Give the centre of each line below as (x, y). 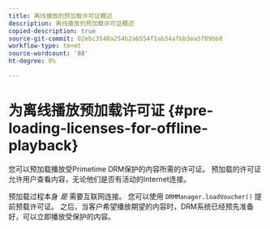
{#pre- (191, 111)
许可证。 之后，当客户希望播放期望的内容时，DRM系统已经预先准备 (141, 206)
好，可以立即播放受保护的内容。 (62, 216)
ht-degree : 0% (32, 61)
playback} (43, 146)
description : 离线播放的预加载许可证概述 (71, 23)
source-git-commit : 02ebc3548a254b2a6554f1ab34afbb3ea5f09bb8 (116, 38)
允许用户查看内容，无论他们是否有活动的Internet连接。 (100, 179)
